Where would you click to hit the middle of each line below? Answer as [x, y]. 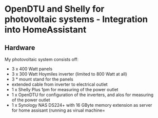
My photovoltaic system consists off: [42, 59]
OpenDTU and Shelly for [54, 9]
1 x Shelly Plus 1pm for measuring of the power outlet [65, 89]
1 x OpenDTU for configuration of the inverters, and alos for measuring [83, 95]
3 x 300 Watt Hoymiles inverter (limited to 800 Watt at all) [69, 74]
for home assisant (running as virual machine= [58, 110]
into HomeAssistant [45, 30]
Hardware [20, 48]
